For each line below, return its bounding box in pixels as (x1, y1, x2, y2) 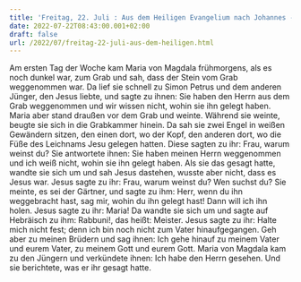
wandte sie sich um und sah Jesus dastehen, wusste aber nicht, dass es (9, 167, 277, 178)
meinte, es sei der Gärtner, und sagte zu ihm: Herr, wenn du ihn (9, 186, 244, 197)
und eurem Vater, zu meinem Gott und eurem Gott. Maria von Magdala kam (9, 244, 287, 254)
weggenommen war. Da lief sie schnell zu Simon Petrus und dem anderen (9, 81, 282, 92)
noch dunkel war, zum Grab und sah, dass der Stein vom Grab (9, 73, 239, 83)
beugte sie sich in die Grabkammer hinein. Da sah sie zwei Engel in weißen (9, 120, 285, 131)
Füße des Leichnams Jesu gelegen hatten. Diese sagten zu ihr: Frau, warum (9, 139, 289, 150)
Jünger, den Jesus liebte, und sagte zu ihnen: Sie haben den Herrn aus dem (9, 91, 290, 102)
